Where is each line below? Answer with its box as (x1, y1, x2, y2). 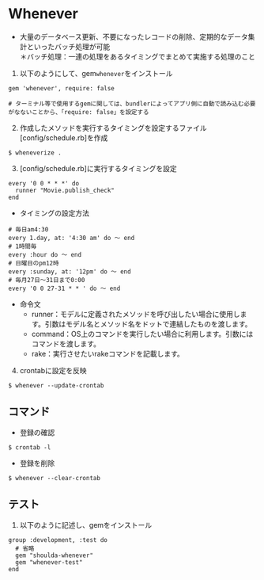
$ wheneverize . (8, 148, 62, 157)
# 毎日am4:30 (8, 225, 49, 234)
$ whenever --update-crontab (8, 381, 104, 389)
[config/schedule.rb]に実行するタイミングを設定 (19, 163, 177, 173)
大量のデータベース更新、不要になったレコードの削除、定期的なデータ (19, 32, 249, 41)
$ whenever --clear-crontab (8, 474, 101, 482)
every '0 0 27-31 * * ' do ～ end (8, 284, 121, 292)
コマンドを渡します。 (31, 338, 101, 349)
